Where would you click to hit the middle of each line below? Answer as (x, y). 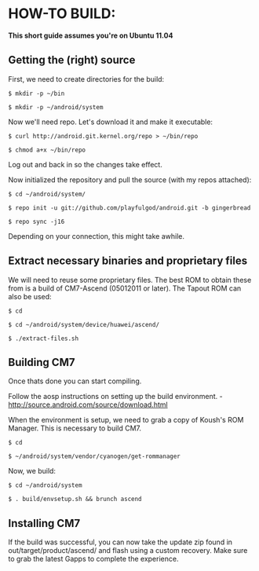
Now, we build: (32, 471)
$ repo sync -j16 (36, 221)
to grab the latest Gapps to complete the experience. (93, 559)
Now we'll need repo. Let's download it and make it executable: (111, 122)
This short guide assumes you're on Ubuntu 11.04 (91, 35)
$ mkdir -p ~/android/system (56, 107)
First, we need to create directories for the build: (86, 79)
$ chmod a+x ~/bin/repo (47, 150)
